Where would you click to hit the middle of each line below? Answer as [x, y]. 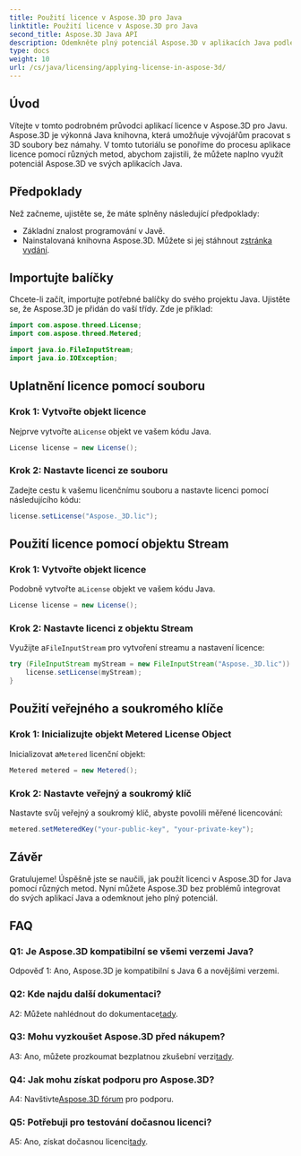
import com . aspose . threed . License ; [76, 325]
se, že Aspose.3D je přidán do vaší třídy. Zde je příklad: [111, 309]
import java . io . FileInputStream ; [72, 350]
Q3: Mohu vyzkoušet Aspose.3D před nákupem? [117, 1037]
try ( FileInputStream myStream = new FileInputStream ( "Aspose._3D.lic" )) [150, 664]
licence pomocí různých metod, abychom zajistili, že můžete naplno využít [146, 154]
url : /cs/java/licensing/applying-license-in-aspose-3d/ [118, 68]
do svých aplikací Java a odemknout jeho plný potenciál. [114, 898]
